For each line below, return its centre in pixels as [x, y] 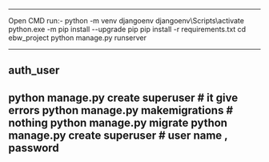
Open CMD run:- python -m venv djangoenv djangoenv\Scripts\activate [126, 20]
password [34, 148]
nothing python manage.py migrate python [118, 122]
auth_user [34, 70]
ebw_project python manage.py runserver [77, 38]
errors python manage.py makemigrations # [121, 110]
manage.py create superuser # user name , [118, 135]
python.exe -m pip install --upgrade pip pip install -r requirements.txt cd [127, 29]
